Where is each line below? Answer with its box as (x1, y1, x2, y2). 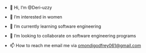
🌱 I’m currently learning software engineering (9, 23, 101, 29)
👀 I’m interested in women (9, 14, 63, 19)
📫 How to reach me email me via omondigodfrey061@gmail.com (9, 43, 141, 48)
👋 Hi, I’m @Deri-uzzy (9, 5, 52, 10)
